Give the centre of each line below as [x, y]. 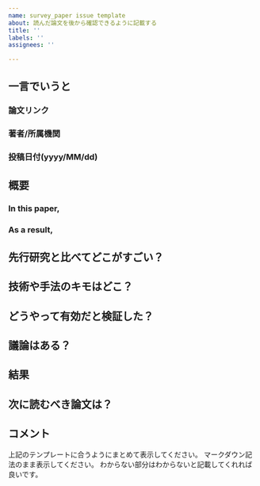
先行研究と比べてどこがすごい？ [86, 257]
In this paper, [34, 209]
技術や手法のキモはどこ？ [71, 287]
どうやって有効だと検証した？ [81, 316]
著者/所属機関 [34, 134]
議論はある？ [40, 346]
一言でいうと [40, 86]
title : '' [25, 30]
